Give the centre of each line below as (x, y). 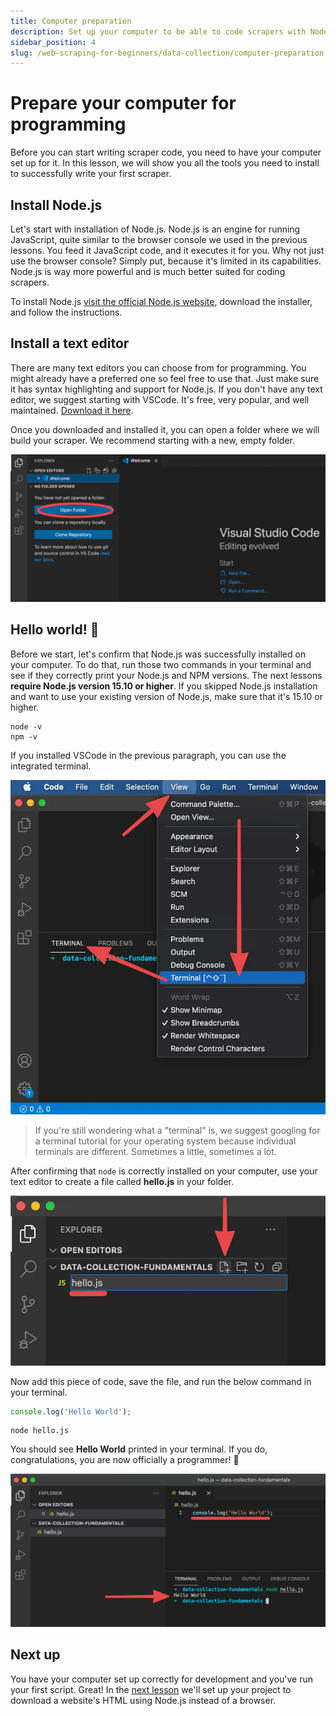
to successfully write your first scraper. (91, 174)
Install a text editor (70, 343)
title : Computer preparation (71, 21)
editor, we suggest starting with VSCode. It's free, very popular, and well (160, 399)
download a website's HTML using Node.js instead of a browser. (143, 1700)
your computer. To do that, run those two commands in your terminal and (161, 664)
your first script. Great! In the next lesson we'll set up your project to (151, 1689)
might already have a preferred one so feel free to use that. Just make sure (165, 378)
